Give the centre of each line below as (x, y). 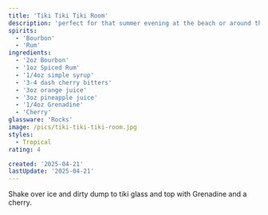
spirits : (23, 30)
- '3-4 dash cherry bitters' (64, 82)
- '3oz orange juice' (51, 90)
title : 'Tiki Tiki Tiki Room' (59, 16)
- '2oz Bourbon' (42, 61)
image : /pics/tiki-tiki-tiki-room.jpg (73, 127)
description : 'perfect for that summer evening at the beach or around (130, 23)
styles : (21, 134)
